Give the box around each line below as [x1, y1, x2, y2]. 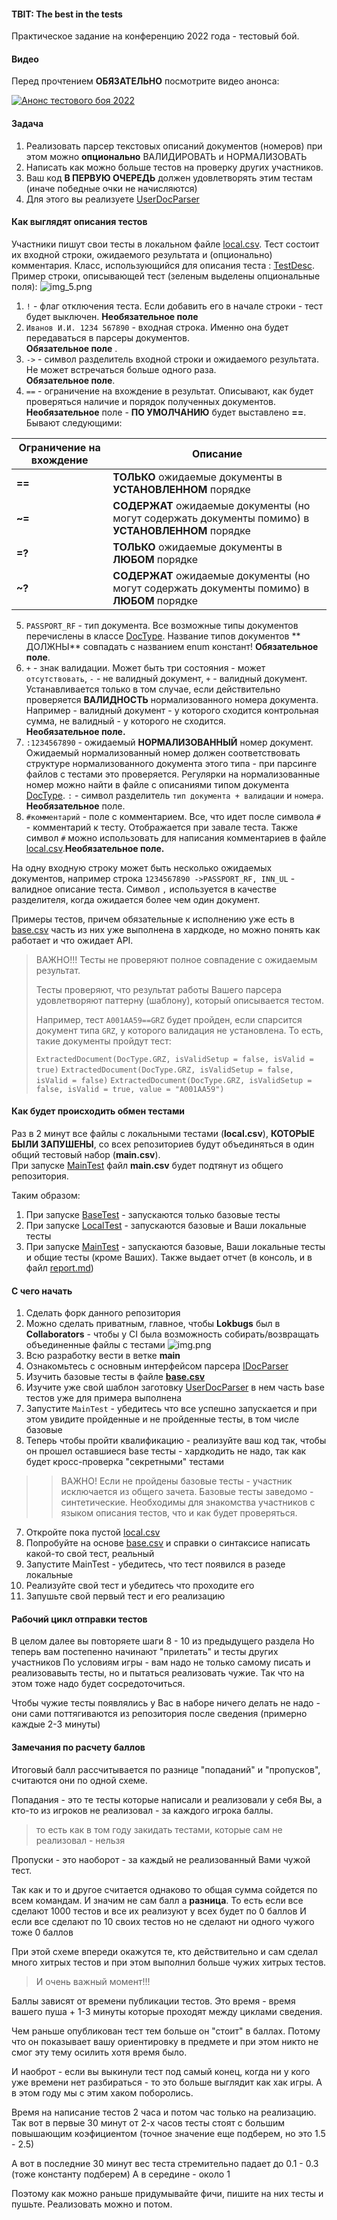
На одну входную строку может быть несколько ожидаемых [11, 861, 273, 874]
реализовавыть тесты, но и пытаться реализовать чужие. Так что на [11, 1667, 305, 1679]
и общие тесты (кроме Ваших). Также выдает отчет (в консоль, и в [25, 1251, 313, 1264]
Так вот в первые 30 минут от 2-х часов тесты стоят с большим [11, 2116, 285, 2129]
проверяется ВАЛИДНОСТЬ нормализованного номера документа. [25, 693, 319, 705]
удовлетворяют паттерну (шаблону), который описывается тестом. [35, 994, 324, 1006]
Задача [11, 118, 44, 129]
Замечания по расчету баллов [11, 1741, 146, 1754]
